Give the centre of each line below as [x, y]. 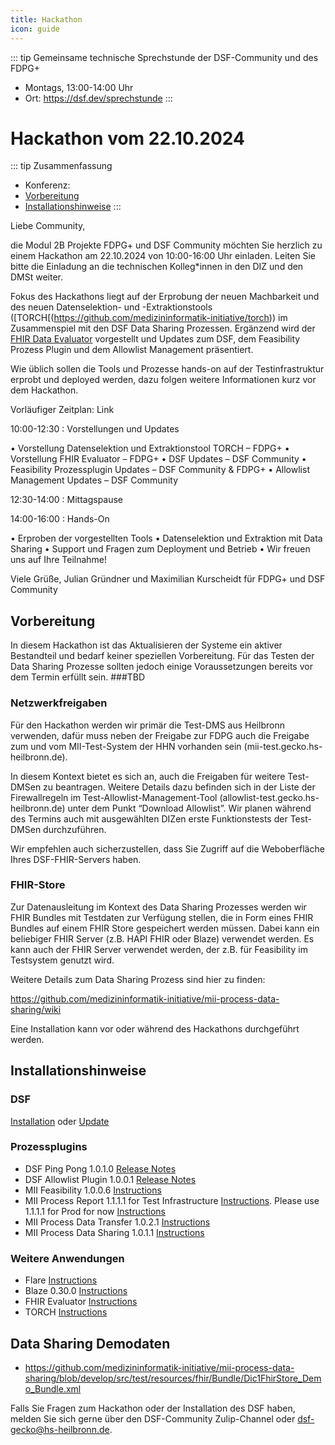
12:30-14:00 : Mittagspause [67, 500]
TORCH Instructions [66, 1312]
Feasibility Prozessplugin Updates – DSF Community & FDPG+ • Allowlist [160, 470]
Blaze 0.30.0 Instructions [76, 1291]
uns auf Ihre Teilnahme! [59, 560]
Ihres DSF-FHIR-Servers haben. [76, 859]
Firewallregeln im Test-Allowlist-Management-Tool [114, 797]
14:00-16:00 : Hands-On [60, 519]
